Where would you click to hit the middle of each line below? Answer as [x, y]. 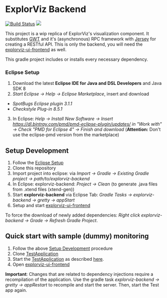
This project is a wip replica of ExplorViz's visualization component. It [77, 33]
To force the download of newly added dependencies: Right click [73, 215]
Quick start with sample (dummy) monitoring [77, 236]
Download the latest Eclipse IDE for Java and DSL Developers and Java [87, 83]
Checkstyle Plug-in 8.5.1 [37, 109]
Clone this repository [34, 168]
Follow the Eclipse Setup [38, 163]
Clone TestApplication [35, 254]
